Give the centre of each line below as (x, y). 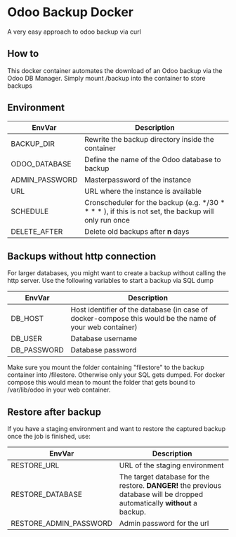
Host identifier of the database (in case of (139, 310)
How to (23, 54)
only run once (107, 220)
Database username (104, 339)
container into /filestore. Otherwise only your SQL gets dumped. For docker (116, 375)
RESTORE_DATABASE (47, 494)
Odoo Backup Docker (70, 12)
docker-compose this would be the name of (143, 319)
